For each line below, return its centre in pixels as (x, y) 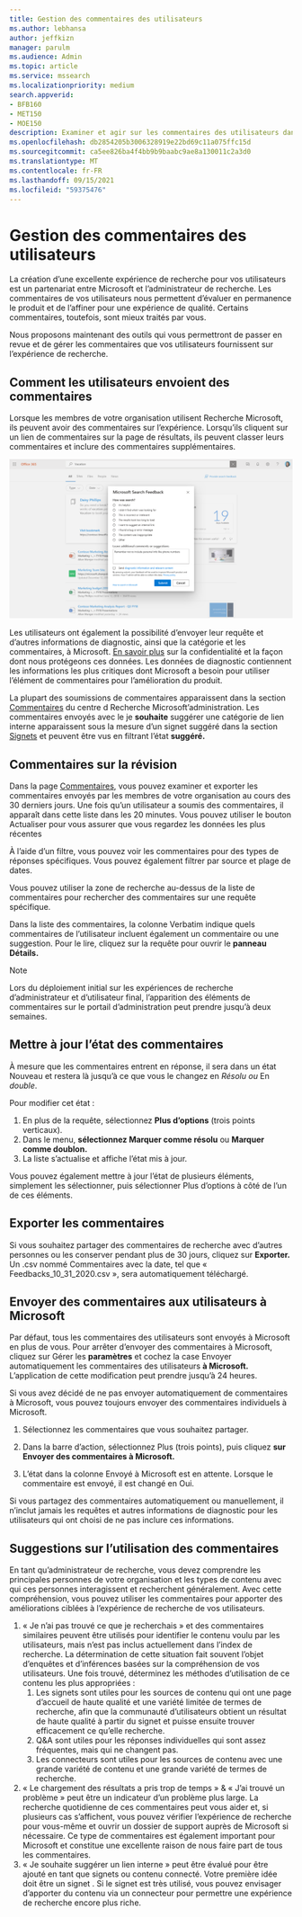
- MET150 (26, 114)
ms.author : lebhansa (48, 28)
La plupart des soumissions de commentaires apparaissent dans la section (147, 698)
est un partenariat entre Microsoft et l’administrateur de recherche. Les (141, 289)
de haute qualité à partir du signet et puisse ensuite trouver (145, 1721)
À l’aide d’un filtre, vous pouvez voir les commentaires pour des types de (144, 851)
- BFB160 (26, 104)
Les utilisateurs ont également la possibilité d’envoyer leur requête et (137, 633)
